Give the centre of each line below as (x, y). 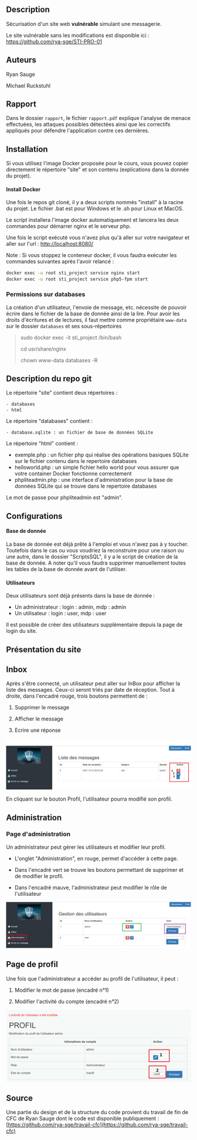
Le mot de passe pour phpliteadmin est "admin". (64, 498)
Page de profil (32, 964)
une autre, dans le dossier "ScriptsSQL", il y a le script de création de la (92, 556)
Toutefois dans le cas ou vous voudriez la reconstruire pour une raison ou (95, 550)
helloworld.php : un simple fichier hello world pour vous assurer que (97, 468)
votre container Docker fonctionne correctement (73, 474)
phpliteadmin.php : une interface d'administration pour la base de (94, 480)
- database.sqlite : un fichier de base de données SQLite (80, 433)
